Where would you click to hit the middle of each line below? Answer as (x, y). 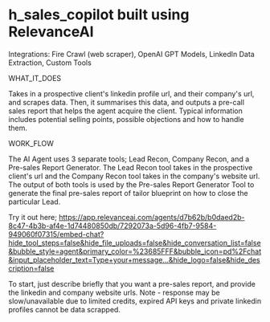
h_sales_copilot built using (99, 15)
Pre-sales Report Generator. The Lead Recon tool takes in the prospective (131, 167)
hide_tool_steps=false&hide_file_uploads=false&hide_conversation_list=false (135, 243)
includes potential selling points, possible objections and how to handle (126, 119)
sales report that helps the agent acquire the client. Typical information (125, 111)
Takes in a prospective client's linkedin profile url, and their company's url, (131, 93)
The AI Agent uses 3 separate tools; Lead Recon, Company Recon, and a (129, 159)
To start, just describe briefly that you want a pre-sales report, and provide (132, 283)
